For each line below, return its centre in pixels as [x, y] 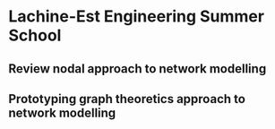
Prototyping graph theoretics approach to [127, 99]
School [35, 35]
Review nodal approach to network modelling [137, 69]
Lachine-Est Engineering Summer [137, 17]
